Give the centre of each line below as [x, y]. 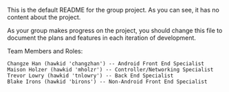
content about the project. [44, 17]
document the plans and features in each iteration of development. [101, 38]
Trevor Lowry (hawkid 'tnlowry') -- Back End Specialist [90, 76]
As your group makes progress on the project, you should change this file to [115, 31]
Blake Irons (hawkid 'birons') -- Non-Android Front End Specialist [107, 82]
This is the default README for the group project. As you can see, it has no [113, 10]
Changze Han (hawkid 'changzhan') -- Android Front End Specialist [106, 64]
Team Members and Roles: [45, 51]
